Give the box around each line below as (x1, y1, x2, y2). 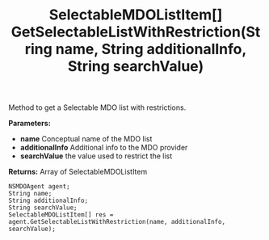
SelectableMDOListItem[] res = (8, 211, 114, 219)
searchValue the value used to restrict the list (19, 151, 173, 161)
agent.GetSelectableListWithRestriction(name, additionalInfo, (8, 218, 226, 226)
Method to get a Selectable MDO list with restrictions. (8, 103, 187, 112)
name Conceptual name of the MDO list (19, 134, 153, 144)
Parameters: (8, 119, 51, 128)
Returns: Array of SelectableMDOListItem (8, 167, 148, 177)
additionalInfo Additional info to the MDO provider (19, 143, 188, 153)
